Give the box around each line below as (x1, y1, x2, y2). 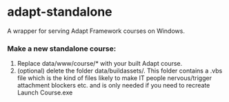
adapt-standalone (7, 4, 112, 20)
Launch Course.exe (17, 88, 73, 97)
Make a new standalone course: (7, 44, 117, 53)
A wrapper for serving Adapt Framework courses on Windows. (7, 27, 185, 35)
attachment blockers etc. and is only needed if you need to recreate (17, 81, 210, 90)
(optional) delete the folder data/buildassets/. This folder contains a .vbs (17, 66, 223, 75)
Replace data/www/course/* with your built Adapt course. (17, 60, 183, 68)
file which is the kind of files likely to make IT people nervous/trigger (17, 74, 212, 82)
